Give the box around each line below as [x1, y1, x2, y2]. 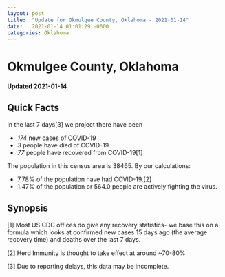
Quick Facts [7, 102, 60, 114]
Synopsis [7, 203, 48, 214]
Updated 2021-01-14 [7, 82, 67, 90]
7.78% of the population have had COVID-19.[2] [17, 175, 152, 183]
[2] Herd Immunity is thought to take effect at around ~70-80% [7, 249, 186, 257]
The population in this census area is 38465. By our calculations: [7, 161, 191, 170]
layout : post [7, 10, 45, 17]
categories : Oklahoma [7, 29, 69, 37]
